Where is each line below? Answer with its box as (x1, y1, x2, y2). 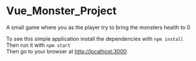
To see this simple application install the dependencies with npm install (6, 35, 184, 42)
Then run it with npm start (6, 41, 71, 49)
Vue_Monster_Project (6, 4, 117, 18)
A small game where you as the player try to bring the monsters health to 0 (6, 24, 191, 31)
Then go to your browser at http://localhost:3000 (6, 47, 127, 54)
